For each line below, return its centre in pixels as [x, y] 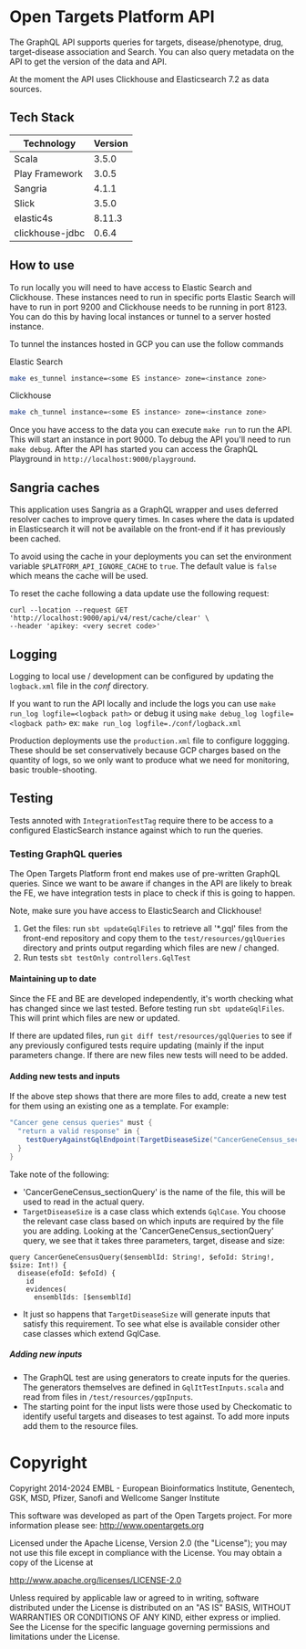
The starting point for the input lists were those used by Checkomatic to [157, 1406]
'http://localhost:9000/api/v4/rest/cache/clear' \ [109, 618]
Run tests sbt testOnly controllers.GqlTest [107, 958]
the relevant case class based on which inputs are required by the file [153, 1221]
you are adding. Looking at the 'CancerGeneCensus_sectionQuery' [148, 1231]
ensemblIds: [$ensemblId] [82, 1297]
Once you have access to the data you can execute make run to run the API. [151, 430]
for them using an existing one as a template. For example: [119, 1106]
